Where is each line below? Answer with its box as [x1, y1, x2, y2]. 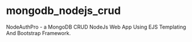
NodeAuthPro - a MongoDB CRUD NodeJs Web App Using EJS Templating [6, 23, 186, 30]
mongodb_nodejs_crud [6, 4, 121, 17]
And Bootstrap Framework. [6, 29, 71, 36]
